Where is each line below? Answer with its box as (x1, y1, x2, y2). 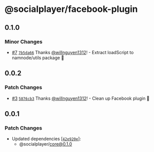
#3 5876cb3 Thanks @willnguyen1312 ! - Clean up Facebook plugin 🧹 (11, 95, 150, 101)
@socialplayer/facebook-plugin (4, 3, 138, 15)
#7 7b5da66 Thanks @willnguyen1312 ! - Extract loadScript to (11, 49, 134, 55)
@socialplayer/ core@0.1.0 (19, 141, 72, 147)
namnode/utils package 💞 (11, 55, 64, 61)
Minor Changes (4, 38, 43, 45)
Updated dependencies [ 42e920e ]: (11, 136, 81, 142)
